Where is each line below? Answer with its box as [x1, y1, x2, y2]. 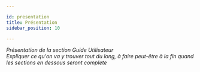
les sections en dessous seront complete [6, 59, 107, 66]
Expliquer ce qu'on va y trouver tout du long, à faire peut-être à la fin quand [6, 53, 194, 60]
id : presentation [6, 14, 50, 20]
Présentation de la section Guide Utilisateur [6, 46, 114, 54]
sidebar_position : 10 [6, 25, 60, 31]
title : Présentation [6, 19, 58, 26]
